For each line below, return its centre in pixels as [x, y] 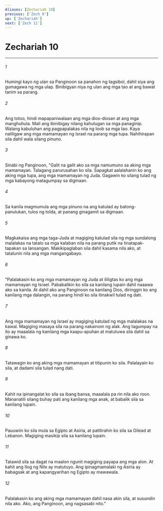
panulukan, [16, 212]
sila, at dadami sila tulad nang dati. [40, 368]
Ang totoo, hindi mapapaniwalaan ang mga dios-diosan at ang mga [72, 118]
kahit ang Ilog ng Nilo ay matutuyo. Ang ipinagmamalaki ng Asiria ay [73, 467]
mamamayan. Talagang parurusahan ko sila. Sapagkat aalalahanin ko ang [78, 170]
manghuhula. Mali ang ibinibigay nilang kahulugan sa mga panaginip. [74, 123]
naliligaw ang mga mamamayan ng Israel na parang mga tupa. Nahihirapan [80, 133]
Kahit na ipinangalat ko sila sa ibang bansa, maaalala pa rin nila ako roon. [78, 394]
